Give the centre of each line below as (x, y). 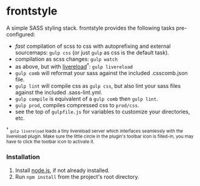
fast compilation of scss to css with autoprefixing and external (93, 46)
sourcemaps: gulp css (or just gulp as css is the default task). (92, 52)
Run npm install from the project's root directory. (77, 176)
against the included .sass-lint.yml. (58, 92)
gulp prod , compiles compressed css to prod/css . (77, 105)
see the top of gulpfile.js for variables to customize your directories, (102, 111)
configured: (21, 34)
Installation (23, 157)
